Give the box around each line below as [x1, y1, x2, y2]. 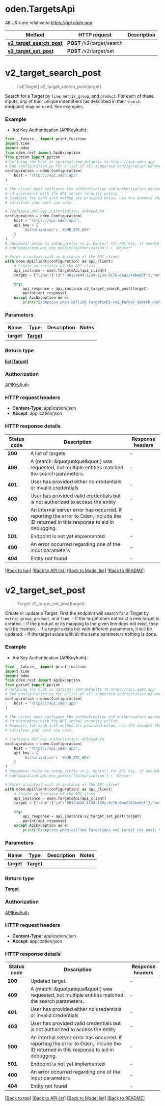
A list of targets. [30, 450, 67, 456]
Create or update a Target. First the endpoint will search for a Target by [5, 610, 149, 616]
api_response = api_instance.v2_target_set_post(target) [23, 814, 141, 819]
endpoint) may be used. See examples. [5, 103, 84, 109]
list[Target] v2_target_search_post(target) [17, 84, 102, 89]
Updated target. [30, 978, 67, 985]
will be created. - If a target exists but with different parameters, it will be [5, 626, 152, 632]
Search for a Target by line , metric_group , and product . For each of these [5, 93, 154, 99]
